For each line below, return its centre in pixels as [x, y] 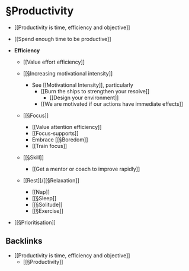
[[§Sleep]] [44, 198]
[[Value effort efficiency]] [54, 62]
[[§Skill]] [33, 157]
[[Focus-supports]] [55, 133]
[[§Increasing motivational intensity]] [68, 73]
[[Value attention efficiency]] [67, 127]
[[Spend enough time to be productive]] [63, 39]
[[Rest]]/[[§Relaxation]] [51, 180]
